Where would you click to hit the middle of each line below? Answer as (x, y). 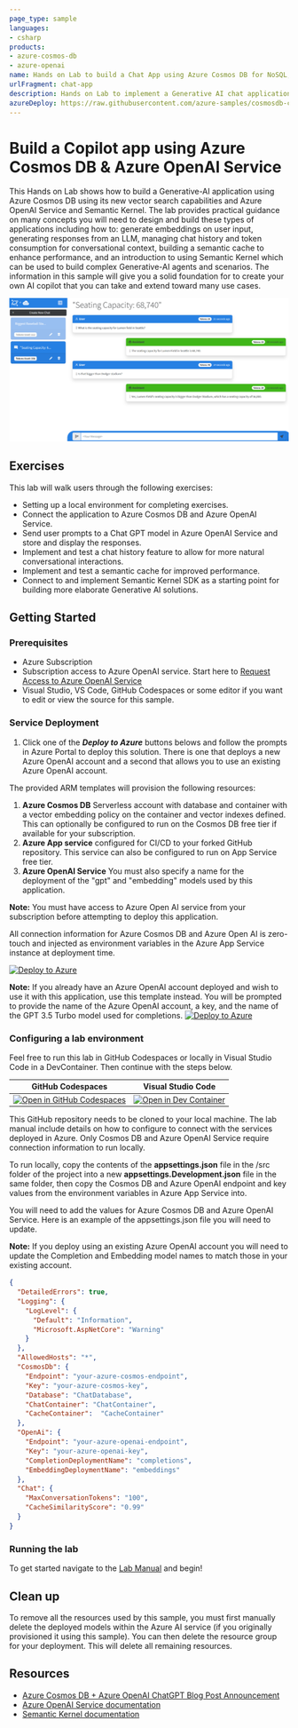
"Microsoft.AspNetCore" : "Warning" (98, 1329)
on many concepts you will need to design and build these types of (132, 220)
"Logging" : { (41, 1301)
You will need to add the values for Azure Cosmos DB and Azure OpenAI (141, 1210)
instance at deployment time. (62, 952)
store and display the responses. (82, 543)
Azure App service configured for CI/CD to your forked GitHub (137, 843)
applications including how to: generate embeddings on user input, (131, 229)
